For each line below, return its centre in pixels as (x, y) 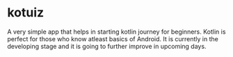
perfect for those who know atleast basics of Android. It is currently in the (113, 38)
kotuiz (26, 13)
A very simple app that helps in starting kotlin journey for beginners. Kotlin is (116, 32)
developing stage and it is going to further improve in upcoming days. (107, 46)
